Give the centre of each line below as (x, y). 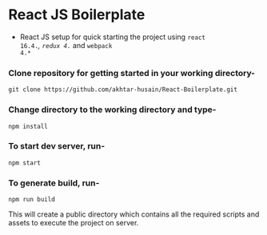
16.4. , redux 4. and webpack (66, 45)
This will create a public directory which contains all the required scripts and (134, 214)
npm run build (32, 200)
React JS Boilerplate (77, 15)
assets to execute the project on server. (74, 223)
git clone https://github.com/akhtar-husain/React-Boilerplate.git (123, 90)
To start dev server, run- (57, 146)
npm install (28, 126)
